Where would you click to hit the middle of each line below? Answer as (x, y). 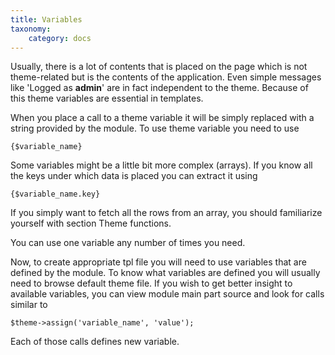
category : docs (60, 38)
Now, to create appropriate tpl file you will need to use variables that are (158, 262)
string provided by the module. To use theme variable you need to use (155, 128)
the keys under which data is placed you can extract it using (134, 176)
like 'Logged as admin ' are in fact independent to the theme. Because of (159, 88)
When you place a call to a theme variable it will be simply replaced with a (162, 118)
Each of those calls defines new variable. (95, 342)
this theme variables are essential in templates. (107, 98)
